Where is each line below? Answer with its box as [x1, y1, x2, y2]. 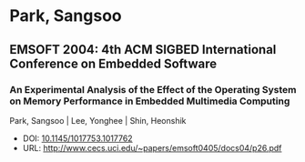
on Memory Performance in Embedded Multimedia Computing [9, 95, 290, 107]
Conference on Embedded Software [9, 56, 217, 71]
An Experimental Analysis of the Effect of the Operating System [9, 83, 297, 96]
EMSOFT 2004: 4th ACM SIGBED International [9, 42, 277, 57]
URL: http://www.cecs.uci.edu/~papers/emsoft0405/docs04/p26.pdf [22, 142, 282, 153]
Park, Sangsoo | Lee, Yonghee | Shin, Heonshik [9, 115, 187, 126]
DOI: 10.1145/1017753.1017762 [22, 133, 134, 144]
